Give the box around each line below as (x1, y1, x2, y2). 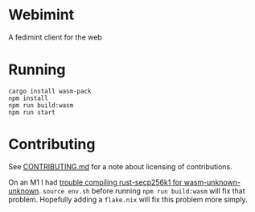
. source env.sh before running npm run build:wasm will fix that (39, 185, 245, 195)
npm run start (8, 108, 56, 116)
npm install (8, 94, 48, 102)
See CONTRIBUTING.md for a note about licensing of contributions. (8, 161, 232, 171)
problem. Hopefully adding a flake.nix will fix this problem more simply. (8, 194, 248, 204)
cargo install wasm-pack (8, 87, 92, 95)
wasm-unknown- (183, 177, 241, 187)
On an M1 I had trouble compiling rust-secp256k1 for (8, 177, 183, 187)
